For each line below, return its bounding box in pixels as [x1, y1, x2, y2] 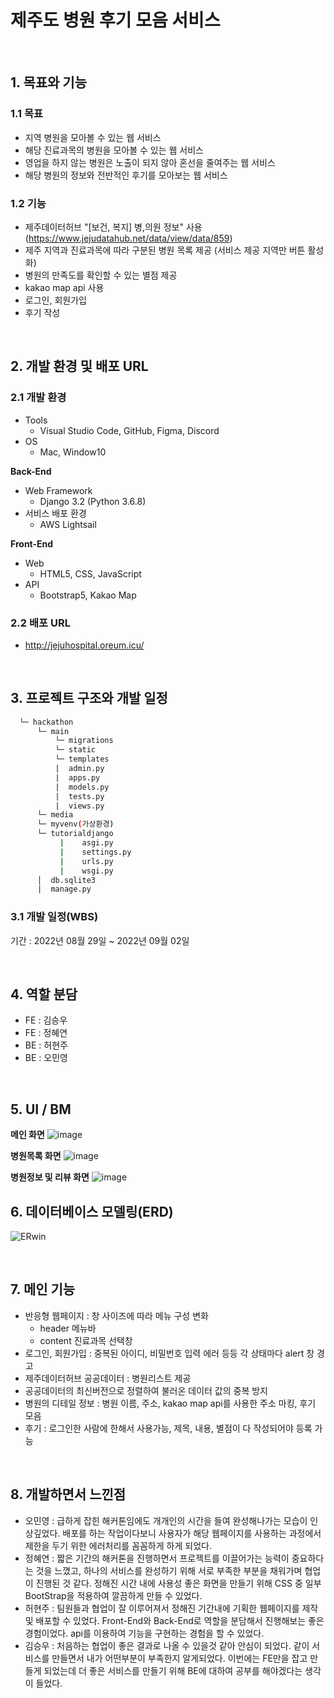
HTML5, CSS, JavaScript [39, 567, 142, 580]
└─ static [54, 745, 97, 755]
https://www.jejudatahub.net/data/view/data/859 [28, 232, 230, 244]
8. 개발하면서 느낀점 [10, 1486, 127, 1503]
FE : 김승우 [24, 1014, 68, 1026]
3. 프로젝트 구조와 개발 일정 [10, 690, 168, 707]
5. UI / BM [10, 1101, 72, 1118]
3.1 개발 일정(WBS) [10, 910, 99, 924]
